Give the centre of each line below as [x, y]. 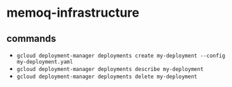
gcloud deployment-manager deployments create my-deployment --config [121, 56]
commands [31, 39]
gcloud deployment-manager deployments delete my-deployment [107, 77]
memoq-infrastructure [73, 13]
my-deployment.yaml [45, 62]
